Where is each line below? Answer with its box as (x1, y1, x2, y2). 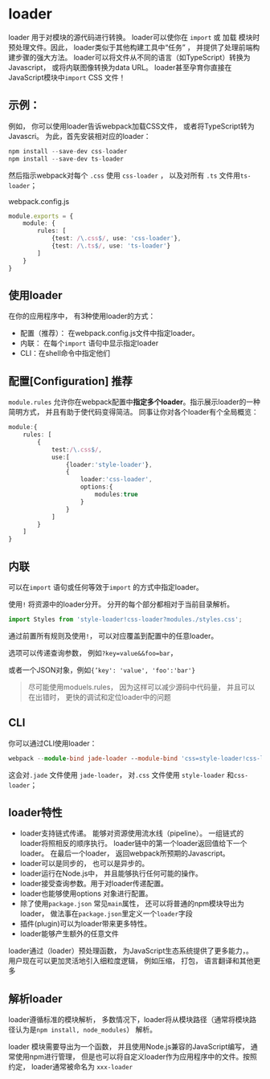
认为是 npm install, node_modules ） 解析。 (14, 1025, 157, 1035)
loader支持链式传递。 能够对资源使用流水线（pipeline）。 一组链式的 (19, 828, 244, 838)
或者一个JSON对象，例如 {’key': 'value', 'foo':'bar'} (8, 664, 195, 675)
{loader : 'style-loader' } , (65, 460, 153, 468)
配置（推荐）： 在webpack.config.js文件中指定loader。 (19, 329, 199, 338)
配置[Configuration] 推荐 (8, 374, 133, 388)
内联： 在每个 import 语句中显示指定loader (19, 338, 159, 348)
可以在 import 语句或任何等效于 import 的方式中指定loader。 (8, 582, 203, 591)
